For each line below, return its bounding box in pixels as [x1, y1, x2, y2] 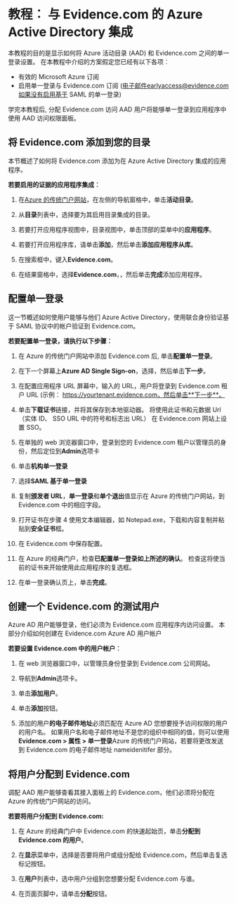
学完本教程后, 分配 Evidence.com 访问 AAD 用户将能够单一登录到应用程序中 [8, 105, 227, 113]
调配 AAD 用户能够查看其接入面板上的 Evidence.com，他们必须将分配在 [8, 788, 215, 797]
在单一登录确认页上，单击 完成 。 [18, 578, 111, 586]
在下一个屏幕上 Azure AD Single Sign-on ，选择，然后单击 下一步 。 [18, 366, 210, 375]
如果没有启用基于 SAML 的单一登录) [18, 89, 122, 99]
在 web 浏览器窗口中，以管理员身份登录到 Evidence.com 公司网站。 [18, 660, 215, 668]
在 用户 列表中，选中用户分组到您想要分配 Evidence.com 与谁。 [18, 874, 199, 883]
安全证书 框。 [30, 524, 68, 533]
